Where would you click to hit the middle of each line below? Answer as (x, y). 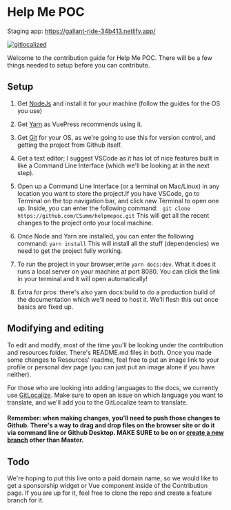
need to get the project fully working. (70, 251)
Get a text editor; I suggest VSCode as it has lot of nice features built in (118, 158)
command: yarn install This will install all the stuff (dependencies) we (118, 243)
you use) (30, 110)
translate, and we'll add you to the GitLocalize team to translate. (98, 402)
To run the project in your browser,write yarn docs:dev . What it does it (116, 264)
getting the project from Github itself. (70, 145)
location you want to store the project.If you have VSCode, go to (108, 193)
